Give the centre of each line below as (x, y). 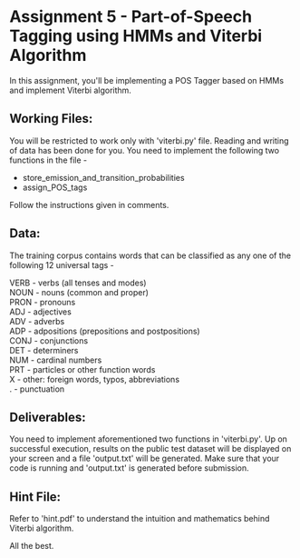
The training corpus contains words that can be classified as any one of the (150, 255)
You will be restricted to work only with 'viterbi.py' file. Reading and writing (149, 140)
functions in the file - (48, 160)
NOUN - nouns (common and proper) (79, 292)
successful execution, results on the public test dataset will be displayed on (150, 449)
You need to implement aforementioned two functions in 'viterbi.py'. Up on (149, 439)
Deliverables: (48, 417)
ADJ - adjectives (41, 312)
